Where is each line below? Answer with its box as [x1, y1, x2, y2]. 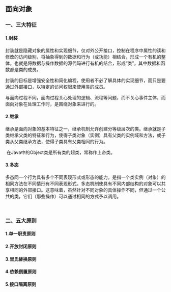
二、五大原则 [5, 217, 37, 224]
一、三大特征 [5, 21, 37, 29]
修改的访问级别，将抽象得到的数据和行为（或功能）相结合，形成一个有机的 [5, 54, 161, 60]
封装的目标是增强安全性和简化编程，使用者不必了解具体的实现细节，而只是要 [5, 77, 166, 83]
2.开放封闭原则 [5, 244, 37, 250]
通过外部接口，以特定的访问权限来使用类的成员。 [5, 84, 108, 90]
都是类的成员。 [9, 66, 41, 72]
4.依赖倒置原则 [5, 269, 37, 275]
